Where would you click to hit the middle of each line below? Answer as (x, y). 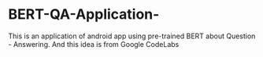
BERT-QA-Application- (84, 14)
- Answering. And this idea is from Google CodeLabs (94, 44)
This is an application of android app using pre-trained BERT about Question (132, 36)
